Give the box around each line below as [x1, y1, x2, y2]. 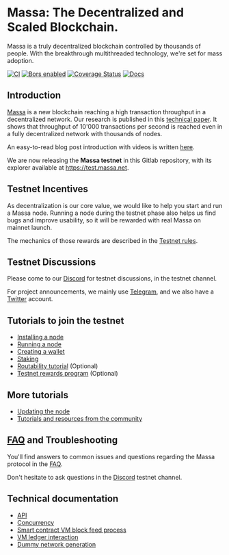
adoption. [7, 56, 34, 64]
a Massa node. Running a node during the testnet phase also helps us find [7, 209, 217, 217]
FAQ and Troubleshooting [7, 435, 118, 446]
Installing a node [16, 333, 64, 341]
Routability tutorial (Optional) [16, 362, 98, 370]
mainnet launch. [7, 223, 53, 231]
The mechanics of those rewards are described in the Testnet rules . [7, 236, 198, 244]
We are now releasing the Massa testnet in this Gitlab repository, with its [7, 156, 212, 164]
